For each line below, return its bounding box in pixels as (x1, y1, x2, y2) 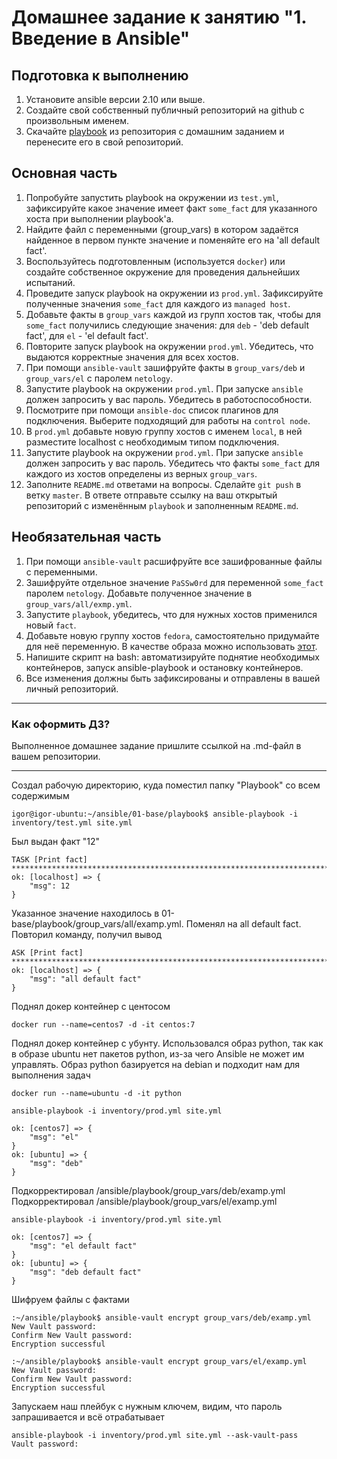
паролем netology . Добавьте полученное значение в (25, 587, 253, 599)
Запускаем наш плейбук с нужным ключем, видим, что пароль (11, 1400, 283, 1412)
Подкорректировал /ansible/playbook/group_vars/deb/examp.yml (11, 1184, 286, 1196)
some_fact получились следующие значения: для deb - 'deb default (25, 319, 310, 331)
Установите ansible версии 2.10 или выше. (25, 94, 206, 105)
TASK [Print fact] (11, 854, 88, 865)
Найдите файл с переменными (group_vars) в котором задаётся (25, 223, 299, 235)
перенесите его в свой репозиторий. (25, 136, 184, 148)
